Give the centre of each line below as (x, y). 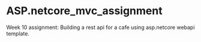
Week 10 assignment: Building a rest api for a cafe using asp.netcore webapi (100, 27)
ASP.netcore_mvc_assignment (85, 11)
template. (18, 33)
